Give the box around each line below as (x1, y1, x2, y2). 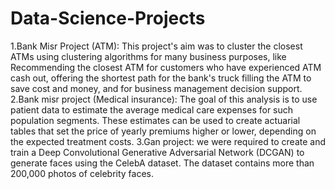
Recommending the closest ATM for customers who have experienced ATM (10, 61, 322, 73)
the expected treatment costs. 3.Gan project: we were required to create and (10, 135, 327, 147)
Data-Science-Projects (10, 7, 206, 30)
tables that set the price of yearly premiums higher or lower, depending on (10, 125, 317, 137)
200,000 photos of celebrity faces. (10, 167, 155, 179)
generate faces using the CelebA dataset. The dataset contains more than (10, 157, 315, 169)
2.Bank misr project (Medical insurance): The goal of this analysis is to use (10, 93, 318, 105)
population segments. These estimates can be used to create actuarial (10, 114, 301, 126)
